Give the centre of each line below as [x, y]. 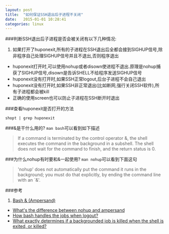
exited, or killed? [29, 226]
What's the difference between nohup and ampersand [68, 210]
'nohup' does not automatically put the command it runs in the [82, 170]
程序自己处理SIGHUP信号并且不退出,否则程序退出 [68, 56]
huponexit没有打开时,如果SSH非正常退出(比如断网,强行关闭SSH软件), [84, 86]
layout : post [19, 10]
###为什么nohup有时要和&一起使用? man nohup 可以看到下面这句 [71, 160]
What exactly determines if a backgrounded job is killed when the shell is [88, 221]
